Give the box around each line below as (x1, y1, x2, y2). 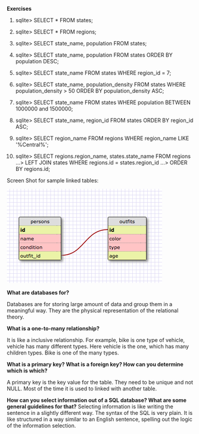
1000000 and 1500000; (15, 105, 73, 112)
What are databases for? (7, 289, 70, 296)
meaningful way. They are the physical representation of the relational (7, 307, 179, 314)
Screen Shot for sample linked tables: (7, 177, 99, 184)
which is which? (7, 367, 48, 374)
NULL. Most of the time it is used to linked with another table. (7, 385, 157, 392)
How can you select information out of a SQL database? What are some (7, 397, 187, 404)
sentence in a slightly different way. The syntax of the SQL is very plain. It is (7, 409, 193, 416)
